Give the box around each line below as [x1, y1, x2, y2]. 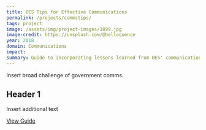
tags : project [6, 20, 43, 26]
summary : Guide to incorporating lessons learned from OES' [6, 55, 164, 61]
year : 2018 [6, 37, 34, 44]
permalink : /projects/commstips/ [6, 15, 92, 21]
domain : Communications [6, 44, 67, 50]
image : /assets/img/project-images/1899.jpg [6, 26, 122, 32]
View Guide [6, 117, 36, 124]
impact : [6, 49, 26, 55]
